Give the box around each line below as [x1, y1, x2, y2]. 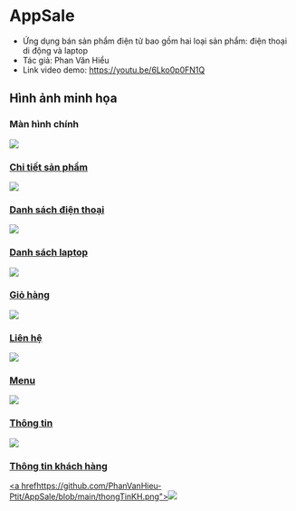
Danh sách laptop [9, 246, 89, 259]
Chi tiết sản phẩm [9, 161, 89, 173]
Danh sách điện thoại [9, 203, 105, 216]
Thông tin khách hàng [9, 459, 109, 472]
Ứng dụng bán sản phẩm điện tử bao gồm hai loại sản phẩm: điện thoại [22, 35, 288, 46]
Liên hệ [9, 331, 43, 344]
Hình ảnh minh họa [9, 91, 118, 106]
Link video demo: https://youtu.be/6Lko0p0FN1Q [22, 64, 205, 75]
